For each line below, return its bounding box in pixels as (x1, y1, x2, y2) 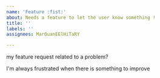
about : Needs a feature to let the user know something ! (6, 15, 156, 21)
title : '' (6, 20, 32, 26)
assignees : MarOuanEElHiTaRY (6, 31, 80, 37)
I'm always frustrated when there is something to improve (6, 65, 150, 73)
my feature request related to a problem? (6, 53, 108, 60)
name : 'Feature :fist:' (6, 8, 67, 15)
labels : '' (6, 25, 34, 32)
